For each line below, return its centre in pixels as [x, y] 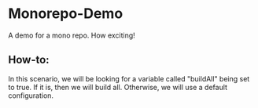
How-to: [29, 60]
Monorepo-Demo [66, 14]
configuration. [31, 95]
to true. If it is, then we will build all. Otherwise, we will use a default [118, 87]
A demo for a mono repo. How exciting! [72, 35]
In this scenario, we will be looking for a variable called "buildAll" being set [129, 78]
